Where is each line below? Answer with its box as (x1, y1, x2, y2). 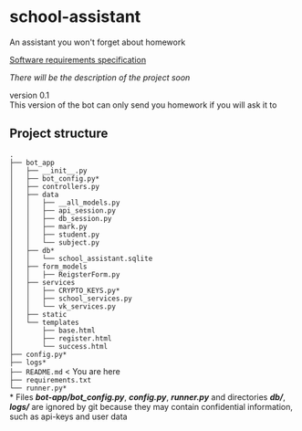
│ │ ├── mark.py (9, 222, 89, 231)
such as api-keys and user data (9, 411, 128, 422)
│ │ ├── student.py (9, 230, 100, 239)
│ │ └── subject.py (9, 237, 100, 247)
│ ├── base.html (9, 326, 96, 335)
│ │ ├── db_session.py (9, 214, 112, 223)
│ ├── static (9, 310, 68, 319)
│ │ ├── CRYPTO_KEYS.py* (9, 286, 120, 295)
